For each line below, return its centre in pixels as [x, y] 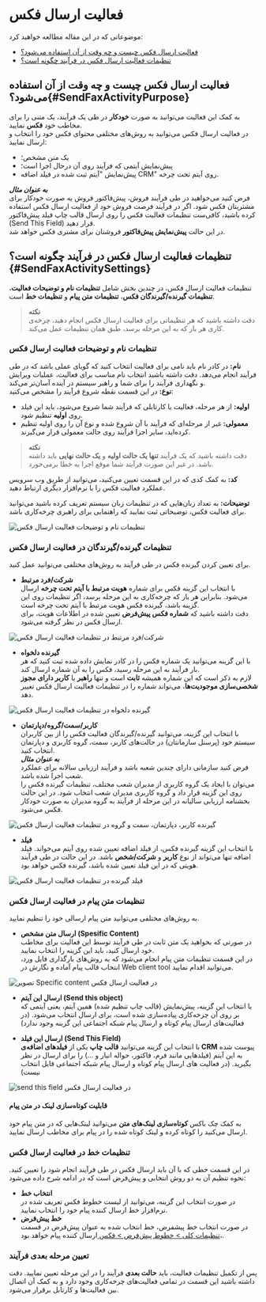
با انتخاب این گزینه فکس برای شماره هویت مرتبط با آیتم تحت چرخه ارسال [128, 588]
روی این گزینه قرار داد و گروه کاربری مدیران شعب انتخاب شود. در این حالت [131, 792]
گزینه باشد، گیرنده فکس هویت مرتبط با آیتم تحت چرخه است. [110, 605]
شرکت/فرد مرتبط [47, 580]
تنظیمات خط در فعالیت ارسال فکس [70, 1152]
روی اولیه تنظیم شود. [52, 415]
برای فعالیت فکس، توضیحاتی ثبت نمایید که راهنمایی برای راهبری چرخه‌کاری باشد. [128, 511]
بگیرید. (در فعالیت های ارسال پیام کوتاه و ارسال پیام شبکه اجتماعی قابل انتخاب [136, 1064]
